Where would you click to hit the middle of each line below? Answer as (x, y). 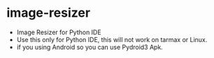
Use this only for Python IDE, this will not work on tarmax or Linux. (112, 39)
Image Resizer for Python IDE (59, 32)
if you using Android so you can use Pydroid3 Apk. (90, 47)
